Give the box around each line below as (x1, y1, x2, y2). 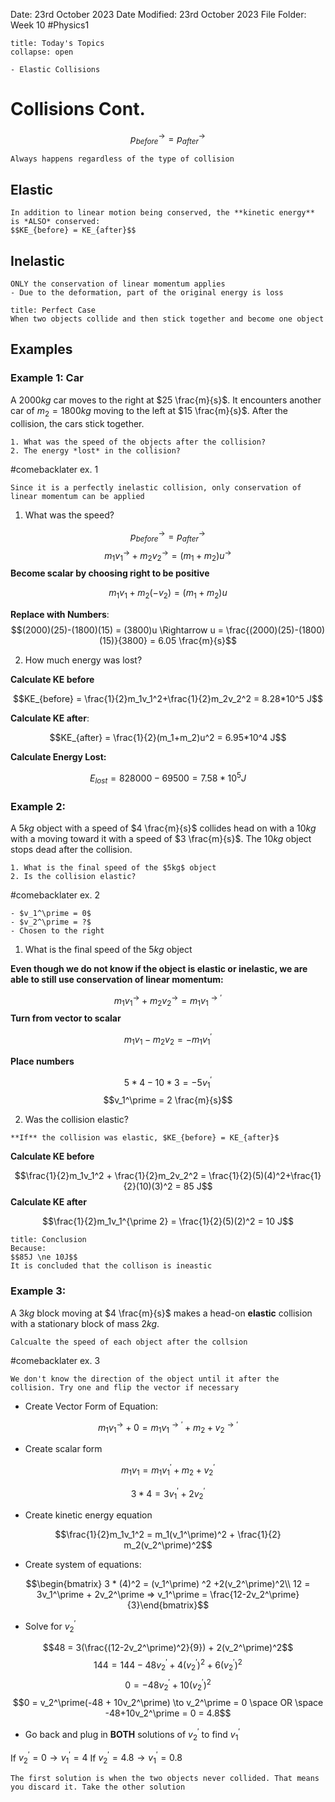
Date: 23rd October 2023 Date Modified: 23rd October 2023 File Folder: (10, 9, 307, 20)
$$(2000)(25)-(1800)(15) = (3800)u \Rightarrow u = (10, 624, 224, 636)
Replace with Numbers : (10, 609, 110, 621)
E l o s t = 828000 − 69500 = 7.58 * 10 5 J (89, 770, 247, 786)
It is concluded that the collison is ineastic (10, 1261, 213, 1271)
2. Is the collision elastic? (10, 871, 137, 881)
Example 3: (10, 1284, 67, 1298)
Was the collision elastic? (24, 1114, 129, 1126)
